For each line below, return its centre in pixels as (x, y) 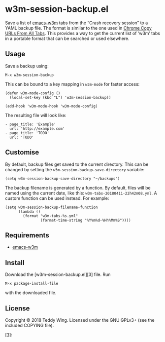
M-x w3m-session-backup (30, 75)
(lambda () (29, 211)
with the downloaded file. (31, 293)
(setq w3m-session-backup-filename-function (51, 207)
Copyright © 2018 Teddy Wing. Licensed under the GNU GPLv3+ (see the (80, 320)
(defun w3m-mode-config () (33, 93)
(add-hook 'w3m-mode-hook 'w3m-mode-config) (51, 106)
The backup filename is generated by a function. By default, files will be (78, 188)
